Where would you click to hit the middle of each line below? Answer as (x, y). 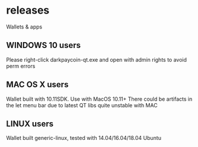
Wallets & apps (24, 27)
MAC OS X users (37, 84)
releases (28, 10)
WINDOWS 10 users (44, 45)
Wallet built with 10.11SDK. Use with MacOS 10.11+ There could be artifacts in (99, 99)
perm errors (21, 66)
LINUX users (30, 124)
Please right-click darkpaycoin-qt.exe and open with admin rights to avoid (97, 59)
